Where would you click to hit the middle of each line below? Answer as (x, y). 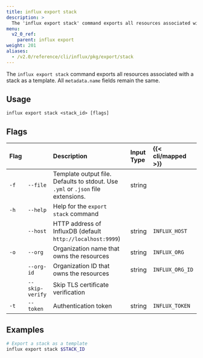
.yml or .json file (77, 189)
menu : (13, 29)
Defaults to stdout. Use (85, 182)
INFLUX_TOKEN (172, 306)
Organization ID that (81, 266)
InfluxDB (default (77, 231)
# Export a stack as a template (47, 344)
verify (37, 295)
